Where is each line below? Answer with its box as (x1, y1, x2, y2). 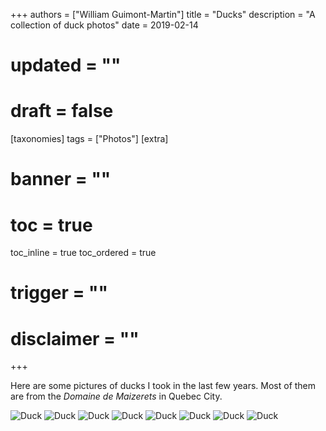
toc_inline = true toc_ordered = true (10, 247, 157, 259)
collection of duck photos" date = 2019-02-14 (10, 19, 199, 31)
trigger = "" (10, 282, 108, 304)
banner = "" (10, 168, 112, 191)
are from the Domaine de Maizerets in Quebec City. (10, 390, 223, 403)
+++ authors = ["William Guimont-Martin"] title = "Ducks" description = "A (10, 9, 316, 20)
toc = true (10, 214, 93, 236)
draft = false (10, 100, 114, 123)
